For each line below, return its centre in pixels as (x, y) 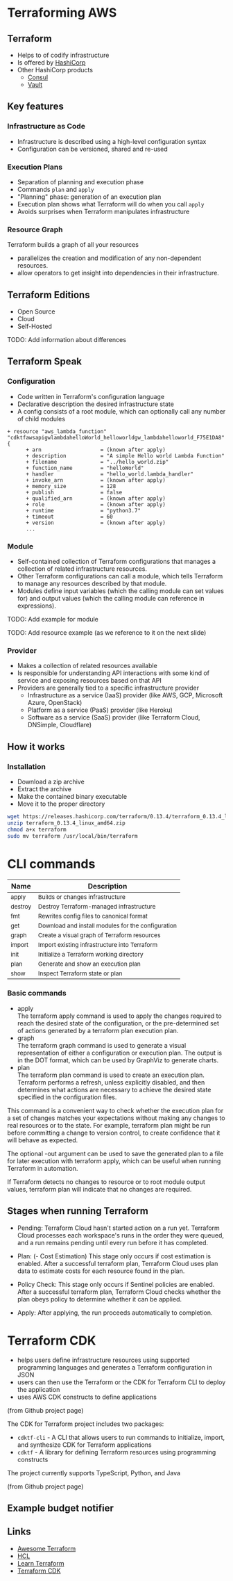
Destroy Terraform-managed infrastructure (97, 906)
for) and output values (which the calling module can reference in (111, 599)
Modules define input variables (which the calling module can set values (120, 591)
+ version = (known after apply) (96, 523)
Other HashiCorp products (55, 70)
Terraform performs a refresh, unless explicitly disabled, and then (111, 1082)
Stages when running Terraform (78, 1211)
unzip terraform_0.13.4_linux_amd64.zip (67, 823)
